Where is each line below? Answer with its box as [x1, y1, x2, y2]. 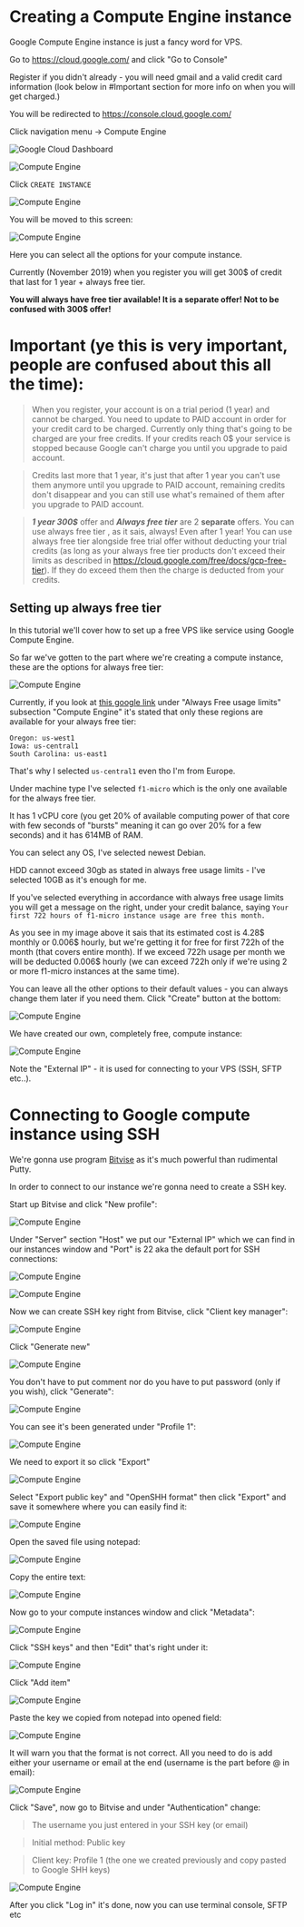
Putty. [9, 1164, 32, 1175]
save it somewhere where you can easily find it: [9, 1500, 188, 1512]
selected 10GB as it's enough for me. [9, 874, 147, 885]
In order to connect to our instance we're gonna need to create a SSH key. [9, 1181, 288, 1192]
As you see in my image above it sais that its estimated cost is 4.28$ [9, 927, 265, 938]
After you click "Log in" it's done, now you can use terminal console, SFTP [9, 1899, 288, 1910]
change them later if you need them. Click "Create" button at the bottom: [9, 992, 281, 1004]
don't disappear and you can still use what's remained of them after [31, 488, 285, 500]
